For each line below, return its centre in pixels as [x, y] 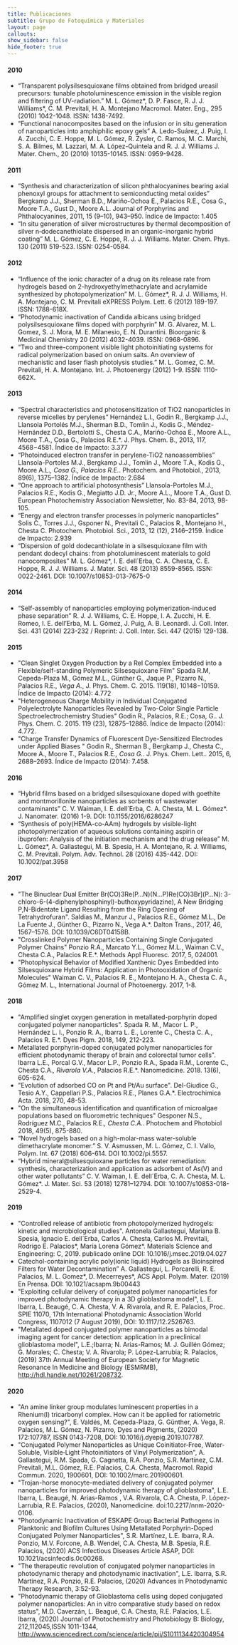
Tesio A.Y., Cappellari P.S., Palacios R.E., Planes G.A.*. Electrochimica [119, 1093]
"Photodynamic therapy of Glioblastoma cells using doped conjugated [120, 1597]
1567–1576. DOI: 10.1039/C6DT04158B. [74, 932]
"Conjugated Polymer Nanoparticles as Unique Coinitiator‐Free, [110, 1445]
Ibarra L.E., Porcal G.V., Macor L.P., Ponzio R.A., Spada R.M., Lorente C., [123, 1062]
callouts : [22, 34]
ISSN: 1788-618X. [43, 309]
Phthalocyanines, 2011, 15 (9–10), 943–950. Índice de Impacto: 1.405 [118, 216]
